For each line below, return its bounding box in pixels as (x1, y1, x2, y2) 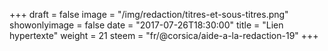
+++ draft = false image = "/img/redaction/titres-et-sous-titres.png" (9, 9, 289, 20)
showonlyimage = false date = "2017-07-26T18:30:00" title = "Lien (9, 19, 284, 31)
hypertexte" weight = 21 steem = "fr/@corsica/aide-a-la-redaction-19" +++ (9, 30, 319, 41)
